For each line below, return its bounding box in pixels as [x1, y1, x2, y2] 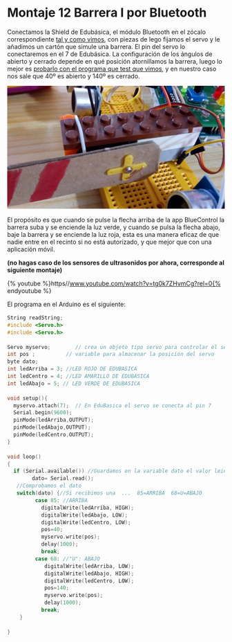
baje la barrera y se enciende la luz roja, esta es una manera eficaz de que [7, 231, 220, 239]
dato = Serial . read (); [32, 475, 95, 482]
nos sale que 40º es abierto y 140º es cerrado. [7, 71, 140, 80]
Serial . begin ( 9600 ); [13, 409, 72, 416]
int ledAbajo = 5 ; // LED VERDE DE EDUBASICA [7, 380, 140, 387]
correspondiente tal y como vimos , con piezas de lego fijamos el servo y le [7, 35, 220, 43]
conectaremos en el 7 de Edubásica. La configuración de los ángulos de [7, 50, 213, 58]
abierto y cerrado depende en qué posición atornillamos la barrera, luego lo [7, 57, 222, 65]
